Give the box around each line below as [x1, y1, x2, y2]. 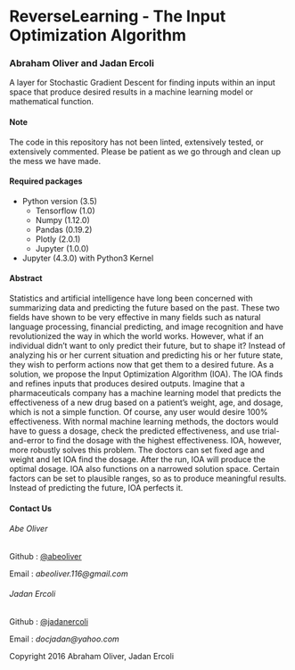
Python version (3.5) [21, 195, 98, 206]
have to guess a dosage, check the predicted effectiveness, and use [9, 426, 260, 436]
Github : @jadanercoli [9, 616, 89, 627]
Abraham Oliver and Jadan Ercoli [9, 57, 154, 70]
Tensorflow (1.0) [35, 205, 95, 216]
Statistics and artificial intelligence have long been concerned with [9, 293, 254, 304]
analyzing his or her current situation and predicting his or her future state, [9, 350, 283, 360]
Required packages [9, 176, 83, 186]
